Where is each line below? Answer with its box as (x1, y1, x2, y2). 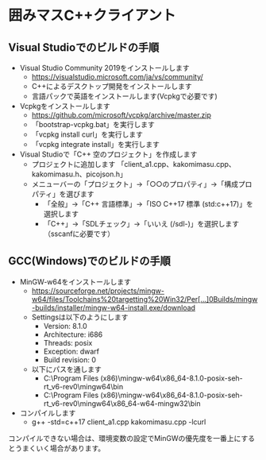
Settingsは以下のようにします (31, 312, 129, 322)
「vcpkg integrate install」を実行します (31, 140, 160, 149)
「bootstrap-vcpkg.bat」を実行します (31, 120, 155, 129)
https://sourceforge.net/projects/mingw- (31, 286, 165, 296)
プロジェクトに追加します (31, 160, 116, 168)
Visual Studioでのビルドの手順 (8, 41, 160, 54)
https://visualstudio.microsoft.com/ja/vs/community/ (31, 72, 204, 81)
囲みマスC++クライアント (8, 6, 176, 25)
